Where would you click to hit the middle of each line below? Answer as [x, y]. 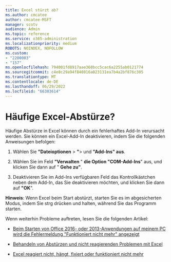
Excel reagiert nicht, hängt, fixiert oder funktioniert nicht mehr [78, 254]
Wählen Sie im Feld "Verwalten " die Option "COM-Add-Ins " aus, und [87, 162]
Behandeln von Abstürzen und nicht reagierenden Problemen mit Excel [88, 244]
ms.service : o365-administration [41, 39]
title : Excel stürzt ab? [32, 10]
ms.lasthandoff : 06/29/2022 [35, 86]
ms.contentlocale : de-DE [32, 82]
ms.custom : [17, 53]
